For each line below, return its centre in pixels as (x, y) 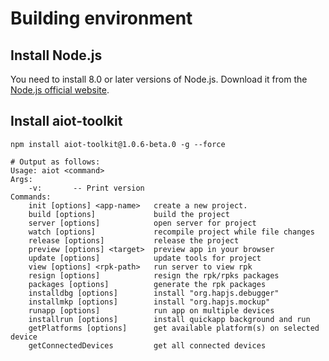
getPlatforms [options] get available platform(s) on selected (174, 328)
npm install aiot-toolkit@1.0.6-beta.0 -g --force (118, 144)
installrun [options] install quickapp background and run (169, 319)
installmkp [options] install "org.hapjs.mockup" (149, 302)
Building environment (101, 18)
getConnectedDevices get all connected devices (147, 345)
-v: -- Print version (86, 188)
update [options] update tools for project (145, 258)
